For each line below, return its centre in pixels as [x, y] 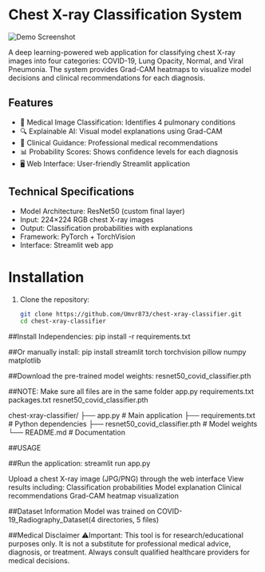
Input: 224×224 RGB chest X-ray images [87, 219]
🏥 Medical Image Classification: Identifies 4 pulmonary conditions [128, 122]
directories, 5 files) [128, 520]
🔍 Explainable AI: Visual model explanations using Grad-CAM [121, 131]
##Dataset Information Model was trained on [82, 511]
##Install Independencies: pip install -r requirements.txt [99, 336]
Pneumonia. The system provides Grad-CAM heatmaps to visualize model [130, 69]
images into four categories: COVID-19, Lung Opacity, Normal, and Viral [126, 61]
